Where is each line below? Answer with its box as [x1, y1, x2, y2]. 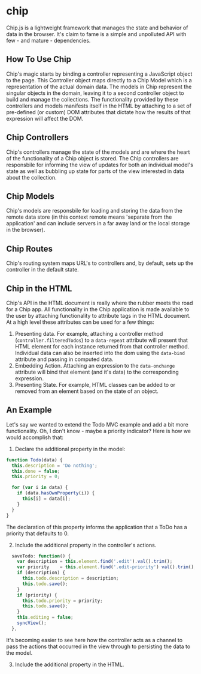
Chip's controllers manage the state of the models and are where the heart [6, 148, 190, 156]
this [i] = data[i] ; [22, 496, 71, 502]
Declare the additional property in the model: [14, 445, 126, 452]
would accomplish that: [6, 434, 64, 441]
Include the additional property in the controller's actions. [14, 541, 157, 548]
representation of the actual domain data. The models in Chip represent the [6, 83, 192, 90]
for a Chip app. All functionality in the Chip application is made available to [6, 306, 190, 313]
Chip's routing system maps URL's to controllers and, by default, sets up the [6, 260, 194, 267]
